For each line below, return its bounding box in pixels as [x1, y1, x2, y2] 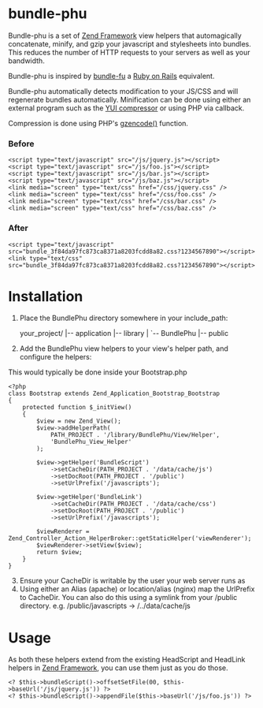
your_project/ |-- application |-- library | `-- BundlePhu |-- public [19, 329, 229, 338]
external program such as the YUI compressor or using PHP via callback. [8, 103, 245, 113]
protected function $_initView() [22, 404, 132, 412]
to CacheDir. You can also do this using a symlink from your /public [19, 593, 238, 602]
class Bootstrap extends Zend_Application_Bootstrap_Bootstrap [8, 389, 220, 398]
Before [8, 138, 35, 149]
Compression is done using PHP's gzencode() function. [8, 118, 189, 128]
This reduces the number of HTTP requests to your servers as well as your [8, 47, 250, 57]
